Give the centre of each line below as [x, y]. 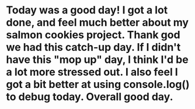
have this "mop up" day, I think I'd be [97, 60]
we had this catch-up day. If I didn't [93, 48]
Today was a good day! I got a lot [87, 10]
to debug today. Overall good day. [90, 97]
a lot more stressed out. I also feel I [92, 72]
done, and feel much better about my [97, 22]
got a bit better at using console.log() [98, 85]
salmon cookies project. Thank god [93, 35]
